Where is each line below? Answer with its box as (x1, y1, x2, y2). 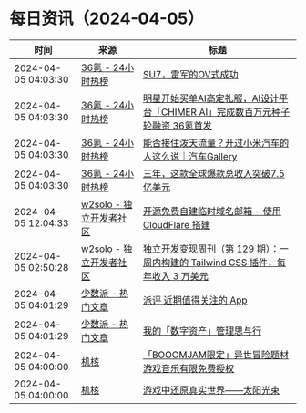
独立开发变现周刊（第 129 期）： (142, 243, 280, 255)
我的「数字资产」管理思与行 (142, 325, 262, 337)
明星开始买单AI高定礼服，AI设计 (142, 92, 280, 105)
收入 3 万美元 (151, 270, 209, 283)
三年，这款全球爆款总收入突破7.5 (142, 167, 285, 180)
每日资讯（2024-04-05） (9, 8, 204, 29)
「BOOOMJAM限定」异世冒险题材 (142, 348, 290, 361)
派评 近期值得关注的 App (142, 294, 248, 306)
